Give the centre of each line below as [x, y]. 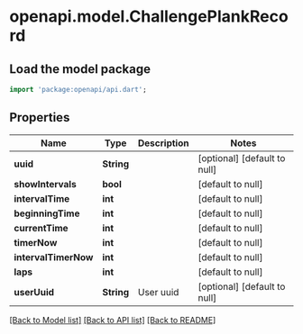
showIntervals [45, 184]
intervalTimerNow [54, 257]
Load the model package [80, 69]
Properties [40, 117]
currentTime [41, 228]
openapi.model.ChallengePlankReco [149, 17]
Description [164, 143]
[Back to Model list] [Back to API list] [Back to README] [113, 320]
